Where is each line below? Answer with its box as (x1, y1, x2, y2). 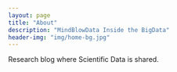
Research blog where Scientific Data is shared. (8, 55, 159, 64)
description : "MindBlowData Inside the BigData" (8, 26, 170, 34)
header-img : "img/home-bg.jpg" (8, 33, 110, 41)
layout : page (8, 11, 51, 20)
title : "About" (8, 19, 58, 27)
